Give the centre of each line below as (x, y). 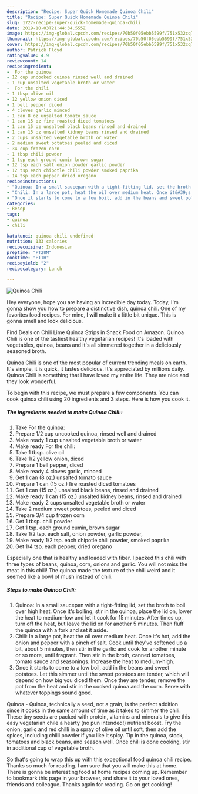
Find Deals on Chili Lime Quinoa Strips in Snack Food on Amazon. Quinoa (95, 332)
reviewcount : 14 (26, 61)
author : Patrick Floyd (34, 50)
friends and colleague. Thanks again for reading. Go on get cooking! (89, 784)
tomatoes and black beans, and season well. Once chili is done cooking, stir (98, 742)
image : (15, 34)
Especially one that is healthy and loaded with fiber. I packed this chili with (97, 558)
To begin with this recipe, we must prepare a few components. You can (93, 393)
